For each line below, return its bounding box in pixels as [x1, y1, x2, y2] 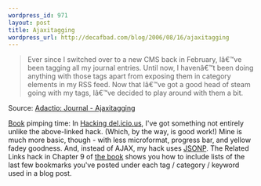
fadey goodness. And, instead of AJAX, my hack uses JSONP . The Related [8, 144, 249, 153]
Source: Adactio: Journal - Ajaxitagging [8, 104, 136, 113]
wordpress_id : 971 [8, 11, 68, 20]
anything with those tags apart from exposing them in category [27, 71, 231, 81]
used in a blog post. [8, 169, 72, 178]
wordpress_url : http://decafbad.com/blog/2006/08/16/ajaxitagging [8, 33, 230, 42]
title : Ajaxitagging [8, 26, 76, 34]
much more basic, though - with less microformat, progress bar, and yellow [8, 135, 252, 145]
